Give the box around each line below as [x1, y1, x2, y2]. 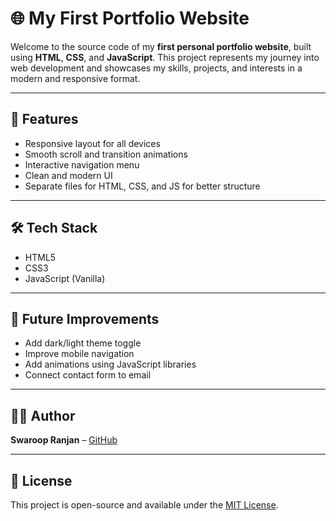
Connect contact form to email [24, 369, 152, 381]
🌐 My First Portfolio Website [10, 7, 250, 30]
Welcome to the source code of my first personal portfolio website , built [10, 40, 312, 52]
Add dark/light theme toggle [24, 337, 142, 349]
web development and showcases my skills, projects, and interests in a [10, 62, 303, 74]
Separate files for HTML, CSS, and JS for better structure [24, 180, 261, 192]
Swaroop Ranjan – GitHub [10, 434, 118, 446]
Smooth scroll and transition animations [24, 148, 188, 160]
